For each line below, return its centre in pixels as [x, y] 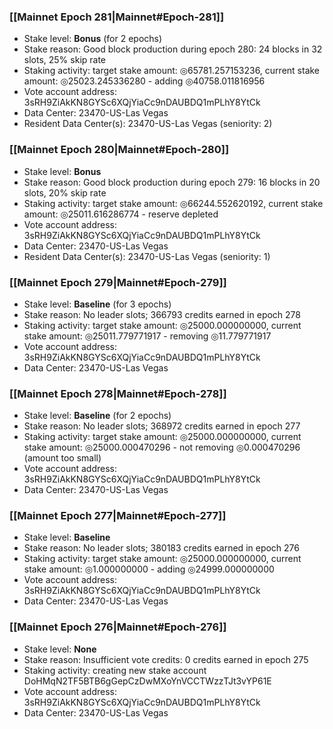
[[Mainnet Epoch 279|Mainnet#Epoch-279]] [118, 282]
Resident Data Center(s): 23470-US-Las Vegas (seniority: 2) [148, 124]
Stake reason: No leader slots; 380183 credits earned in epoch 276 [161, 548]
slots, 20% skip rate [65, 192]
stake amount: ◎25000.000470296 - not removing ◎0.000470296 [162, 447]
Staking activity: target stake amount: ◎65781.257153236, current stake [172, 71]
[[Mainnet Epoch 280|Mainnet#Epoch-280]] [119, 150]
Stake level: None [60, 649]
